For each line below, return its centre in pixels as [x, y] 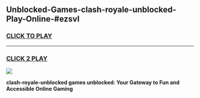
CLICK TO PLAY [29, 36]
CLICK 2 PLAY [27, 58]
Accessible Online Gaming [40, 88]
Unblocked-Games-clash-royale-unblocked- [91, 10]
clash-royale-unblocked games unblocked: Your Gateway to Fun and [93, 82]
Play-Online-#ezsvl [43, 19]
